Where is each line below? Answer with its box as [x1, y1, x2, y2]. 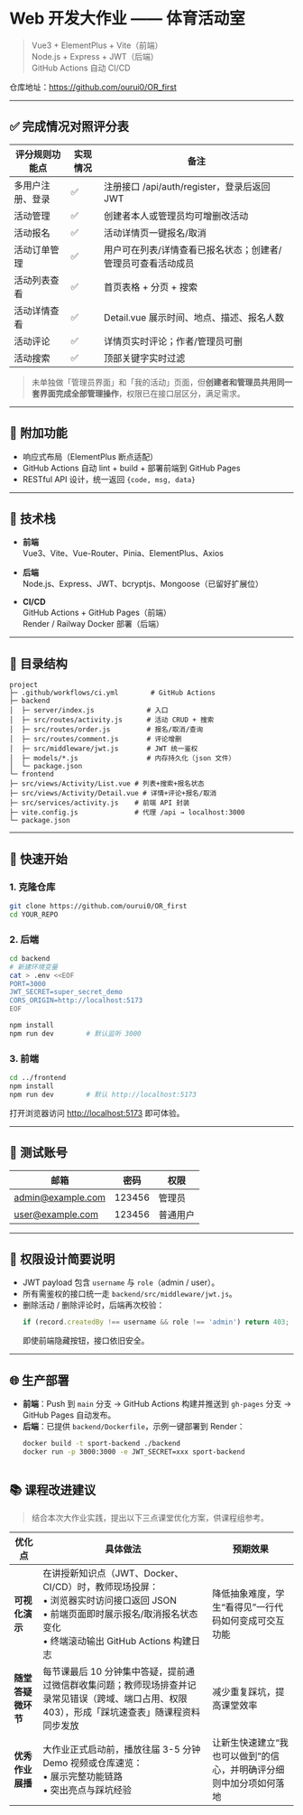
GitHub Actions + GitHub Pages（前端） [22, 607, 171, 619]
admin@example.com [14, 1191, 106, 1204]
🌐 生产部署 [9, 1373, 69, 1388]
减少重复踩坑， [211, 1685, 276, 1698]
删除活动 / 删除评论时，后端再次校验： [22, 1299, 165, 1310]
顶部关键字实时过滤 [103, 351, 186, 364]
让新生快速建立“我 [211, 1736, 289, 1748]
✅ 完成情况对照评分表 [9, 119, 129, 135]
